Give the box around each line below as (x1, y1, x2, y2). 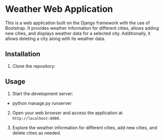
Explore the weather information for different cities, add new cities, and (12, 125, 157, 131)
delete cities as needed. (12, 130, 61, 136)
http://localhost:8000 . (12, 115, 61, 121)
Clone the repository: (12, 63, 56, 69)
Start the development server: (12, 91, 74, 96)
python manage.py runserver (12, 100, 72, 106)
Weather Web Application (5, 3, 113, 15)
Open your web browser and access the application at (12, 110, 123, 116)
